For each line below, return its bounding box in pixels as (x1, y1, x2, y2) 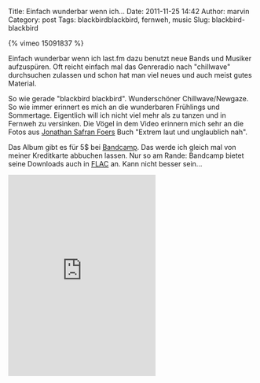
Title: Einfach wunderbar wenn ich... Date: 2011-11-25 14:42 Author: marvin (8, 7, 250, 16)
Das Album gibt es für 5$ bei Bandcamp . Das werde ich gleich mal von (8, 143, 237, 151)
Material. (8, 78, 37, 88)
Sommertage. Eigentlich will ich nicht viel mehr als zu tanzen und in (8, 111, 226, 120)
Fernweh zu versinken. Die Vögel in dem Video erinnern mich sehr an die (8, 119, 244, 128)
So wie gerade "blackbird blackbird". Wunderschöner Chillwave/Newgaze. (8, 94, 249, 103)
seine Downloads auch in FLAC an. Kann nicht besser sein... (8, 159, 203, 168)
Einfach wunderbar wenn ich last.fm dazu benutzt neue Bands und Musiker (8, 54, 252, 63)
